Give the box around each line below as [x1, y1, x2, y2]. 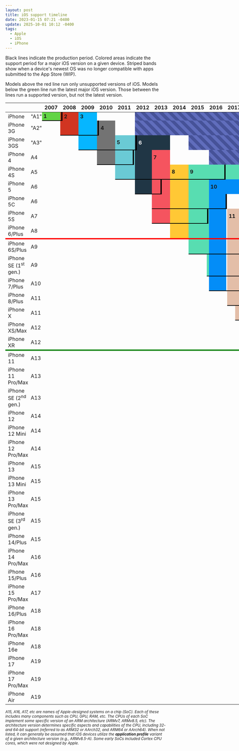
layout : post [5, 7, 33, 13]
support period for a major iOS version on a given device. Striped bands [5, 60, 157, 66]
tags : [5, 27, 17, 32]
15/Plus [8, 574, 27, 581]
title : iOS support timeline [5, 12, 67, 17]
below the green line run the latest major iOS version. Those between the [5, 86, 159, 92]
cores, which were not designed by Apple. [5, 741, 79, 746]
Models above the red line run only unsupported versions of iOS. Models [5, 81, 158, 87]
